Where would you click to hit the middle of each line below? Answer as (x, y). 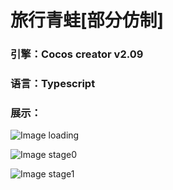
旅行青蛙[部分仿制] (87, 20)
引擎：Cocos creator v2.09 (77, 54)
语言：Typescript (53, 84)
